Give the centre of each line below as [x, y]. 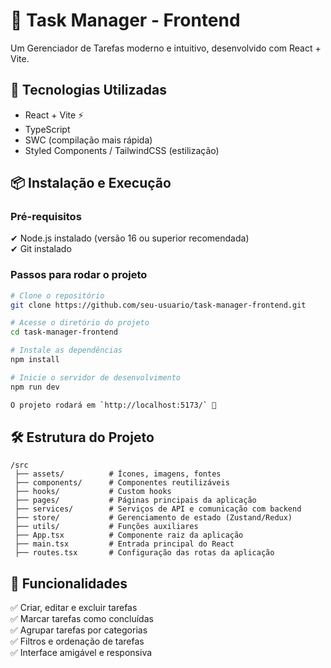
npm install [35, 360]
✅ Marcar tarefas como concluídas [82, 619]
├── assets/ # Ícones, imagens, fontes [118, 474]
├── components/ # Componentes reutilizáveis [122, 483]
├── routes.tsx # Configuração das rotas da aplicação [144, 553]
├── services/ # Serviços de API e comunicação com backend [158, 509]
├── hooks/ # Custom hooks [93, 492]
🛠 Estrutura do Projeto [82, 437]
